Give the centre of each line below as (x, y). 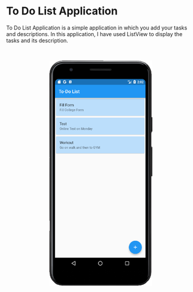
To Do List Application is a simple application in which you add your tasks (97, 28)
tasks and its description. (37, 40)
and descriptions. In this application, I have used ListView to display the (94, 34)
